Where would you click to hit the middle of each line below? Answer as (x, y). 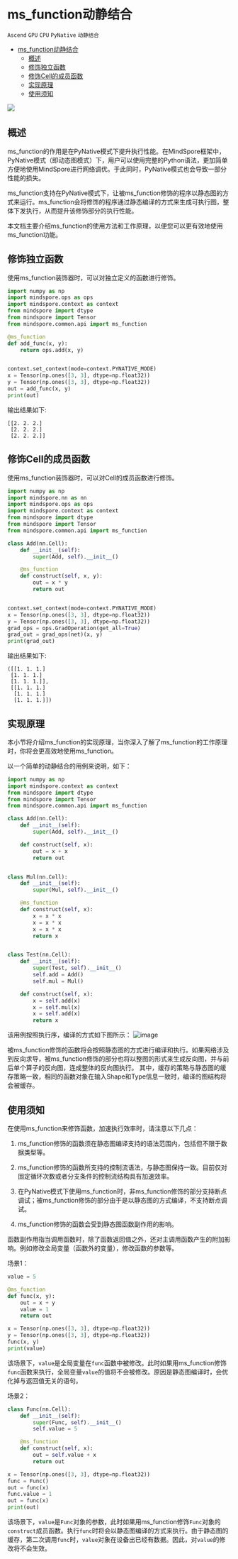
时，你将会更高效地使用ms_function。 (63, 751)
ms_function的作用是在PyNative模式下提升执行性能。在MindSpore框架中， (116, 151)
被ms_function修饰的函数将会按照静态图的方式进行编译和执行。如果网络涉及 (118, 1050)
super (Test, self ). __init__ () (77, 968)
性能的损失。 (26, 177)
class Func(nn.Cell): (39, 1409)
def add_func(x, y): (38, 343)
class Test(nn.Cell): (39, 955)
